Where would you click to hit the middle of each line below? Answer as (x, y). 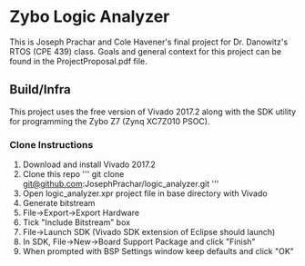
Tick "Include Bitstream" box (76, 222)
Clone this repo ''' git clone (73, 174)
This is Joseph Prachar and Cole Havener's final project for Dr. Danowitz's (149, 42)
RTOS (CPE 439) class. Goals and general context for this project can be (146, 51)
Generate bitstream (59, 203)
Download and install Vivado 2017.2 (89, 164)
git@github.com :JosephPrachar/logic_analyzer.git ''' (121, 184)
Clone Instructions (51, 144)
